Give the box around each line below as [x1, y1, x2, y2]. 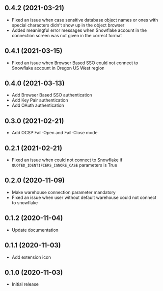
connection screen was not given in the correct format [11, 32, 122, 38]
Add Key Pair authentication [11, 97, 68, 103]
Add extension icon [11, 254, 51, 260]
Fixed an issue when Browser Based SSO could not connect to [11, 60, 138, 66]
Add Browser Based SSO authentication [11, 92, 92, 98]
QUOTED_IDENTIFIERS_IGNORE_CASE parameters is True [11, 162, 117, 168]
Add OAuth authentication [11, 102, 64, 108]
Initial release [11, 281, 39, 287]
